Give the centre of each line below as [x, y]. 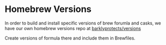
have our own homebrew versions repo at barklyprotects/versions [73, 28]
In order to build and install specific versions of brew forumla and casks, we [83, 23]
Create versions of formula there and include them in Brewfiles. [70, 38]
